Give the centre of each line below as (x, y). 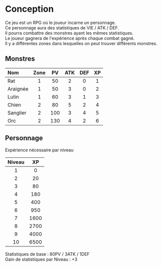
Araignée (18, 89)
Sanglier (17, 113)
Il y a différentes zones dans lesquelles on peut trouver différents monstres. (81, 43)
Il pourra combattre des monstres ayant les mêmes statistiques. (69, 33)
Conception (29, 9)
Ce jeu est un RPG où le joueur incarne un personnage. (60, 23)
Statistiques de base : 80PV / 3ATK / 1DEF (47, 254)
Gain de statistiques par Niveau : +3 (41, 259)
